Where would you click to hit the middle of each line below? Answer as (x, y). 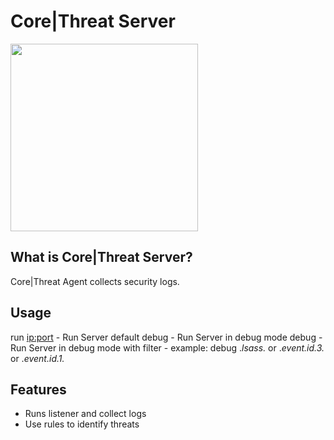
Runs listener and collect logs (85, 414)
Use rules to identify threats (82, 424)
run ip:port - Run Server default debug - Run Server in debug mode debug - (166, 337)
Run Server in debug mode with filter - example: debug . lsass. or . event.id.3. (167, 347)
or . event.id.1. (37, 358)
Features (38, 389)
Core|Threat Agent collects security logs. (95, 281)
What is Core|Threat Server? (101, 257)
